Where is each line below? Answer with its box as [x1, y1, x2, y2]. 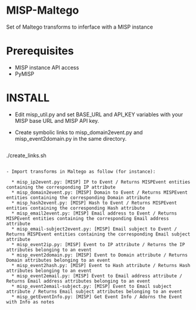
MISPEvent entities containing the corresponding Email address [6, 215, 169, 221]
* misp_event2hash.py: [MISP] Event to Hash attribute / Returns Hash [11, 262, 191, 268]
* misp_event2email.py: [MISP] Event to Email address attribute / [11, 272, 183, 279]
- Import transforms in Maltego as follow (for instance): [6, 168, 156, 175]
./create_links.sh [6, 151, 46, 159]
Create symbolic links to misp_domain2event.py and [14, 129, 143, 136]
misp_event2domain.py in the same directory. [14, 135, 127, 142]
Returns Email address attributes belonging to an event [6, 278, 151, 284]
